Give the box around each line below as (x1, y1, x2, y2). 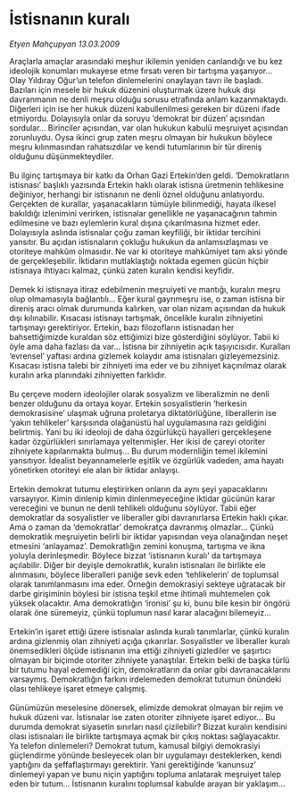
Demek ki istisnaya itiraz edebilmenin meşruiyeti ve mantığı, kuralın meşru (9, 284, 281, 294)
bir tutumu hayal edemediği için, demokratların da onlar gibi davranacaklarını (9, 664, 291, 675)
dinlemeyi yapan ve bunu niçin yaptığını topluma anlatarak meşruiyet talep (9, 768, 282, 779)
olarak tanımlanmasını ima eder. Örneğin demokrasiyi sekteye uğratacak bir (9, 578, 287, 590)
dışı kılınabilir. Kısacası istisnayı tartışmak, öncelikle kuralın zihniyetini (9, 312, 263, 323)
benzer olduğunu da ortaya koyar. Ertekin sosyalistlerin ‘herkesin (9, 398, 247, 409)
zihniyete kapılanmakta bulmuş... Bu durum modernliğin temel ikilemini (9, 446, 268, 456)
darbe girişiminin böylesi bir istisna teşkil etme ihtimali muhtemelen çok (9, 588, 270, 598)
